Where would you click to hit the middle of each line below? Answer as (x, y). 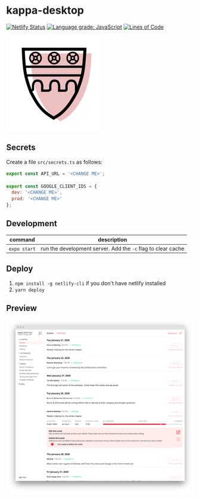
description (113, 240)
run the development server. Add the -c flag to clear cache (113, 248)
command (22, 240)
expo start (22, 249)
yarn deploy (29, 290)
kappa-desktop (45, 10)
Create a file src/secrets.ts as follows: (55, 162)
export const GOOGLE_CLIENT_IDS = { (52, 186)
